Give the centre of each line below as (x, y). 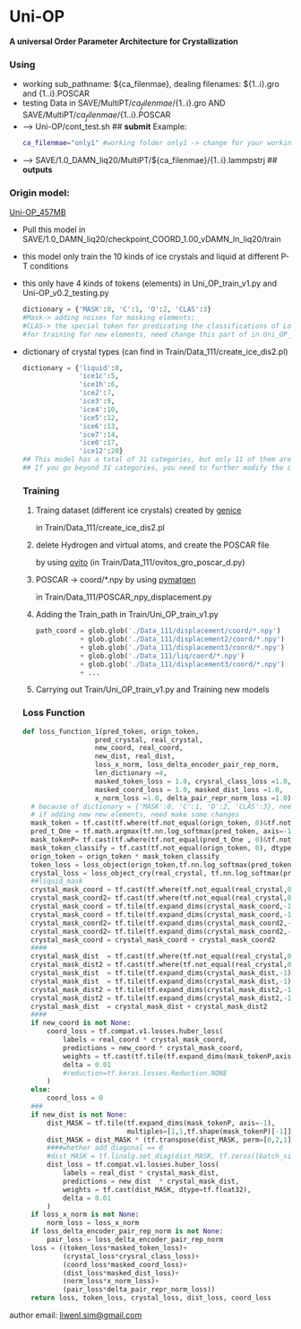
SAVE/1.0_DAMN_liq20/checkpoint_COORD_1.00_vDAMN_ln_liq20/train (151, 239)
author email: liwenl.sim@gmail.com (76, 1316)
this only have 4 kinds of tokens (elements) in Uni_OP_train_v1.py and (150, 283)
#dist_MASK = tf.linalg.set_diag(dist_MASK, (131, 1156)
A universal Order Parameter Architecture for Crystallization (124, 41)
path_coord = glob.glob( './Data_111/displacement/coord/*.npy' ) (158, 631)
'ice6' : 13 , (99, 426)
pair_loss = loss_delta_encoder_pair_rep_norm (135, 1240)
